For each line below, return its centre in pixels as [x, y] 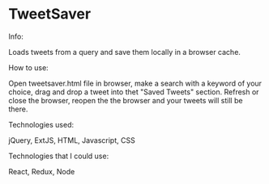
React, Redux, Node [42, 171]
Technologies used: [41, 124]
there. [18, 109]
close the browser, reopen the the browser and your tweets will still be [126, 100]
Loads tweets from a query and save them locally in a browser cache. [125, 52]
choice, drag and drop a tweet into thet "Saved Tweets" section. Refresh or [134, 92]
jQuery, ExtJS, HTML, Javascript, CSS [72, 140]
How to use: [28, 67]
